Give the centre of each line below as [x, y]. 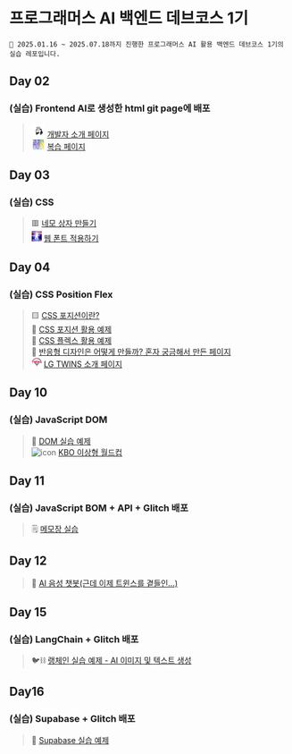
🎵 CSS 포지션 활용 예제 [71, 329]
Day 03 [30, 175]
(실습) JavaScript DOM [58, 419]
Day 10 [28, 393]
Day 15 [28, 612]
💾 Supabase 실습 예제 [70, 740]
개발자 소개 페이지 [78, 134]
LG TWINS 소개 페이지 [83, 364]
